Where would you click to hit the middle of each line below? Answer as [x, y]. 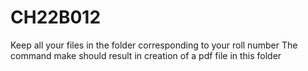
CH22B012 [56, 17]
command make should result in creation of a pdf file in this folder [146, 55]
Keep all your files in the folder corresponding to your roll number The [154, 45]
